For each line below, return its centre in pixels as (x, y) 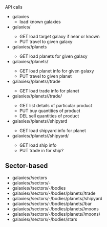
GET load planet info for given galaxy (57, 71)
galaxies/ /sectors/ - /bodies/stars (44, 219)
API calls (14, 7)
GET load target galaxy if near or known (60, 36)
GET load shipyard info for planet (53, 131)
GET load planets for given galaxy (53, 56)
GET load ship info (38, 145)
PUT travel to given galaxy (46, 42)
